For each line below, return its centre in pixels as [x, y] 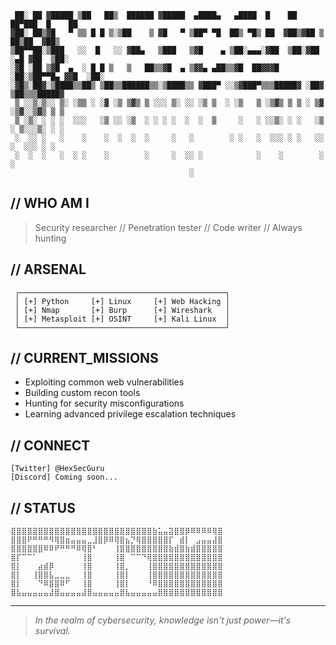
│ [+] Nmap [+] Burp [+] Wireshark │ [122, 310]
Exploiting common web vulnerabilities [104, 382]
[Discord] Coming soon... [64, 477]
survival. [52, 631]
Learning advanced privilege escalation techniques [130, 414]
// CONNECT [50, 445]
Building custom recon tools [82, 393]
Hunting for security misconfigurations [104, 403]
